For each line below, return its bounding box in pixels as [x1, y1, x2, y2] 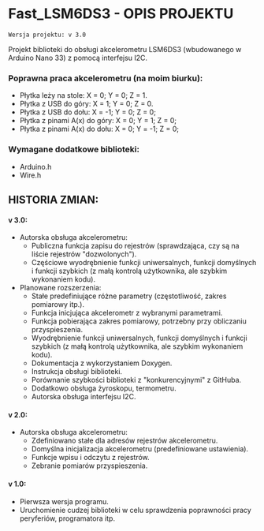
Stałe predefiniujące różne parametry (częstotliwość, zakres [31, 291, 227, 301]
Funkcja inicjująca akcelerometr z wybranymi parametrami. [31, 309, 223, 318]
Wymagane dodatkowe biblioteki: [8, 144, 140, 155]
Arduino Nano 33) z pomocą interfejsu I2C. [8, 53, 148, 62]
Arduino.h [19, 162, 52, 171]
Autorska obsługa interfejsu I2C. [31, 392, 136, 402]
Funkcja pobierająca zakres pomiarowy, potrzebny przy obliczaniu [31, 316, 247, 326]
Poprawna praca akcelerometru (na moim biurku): [8, 73, 203, 84]
